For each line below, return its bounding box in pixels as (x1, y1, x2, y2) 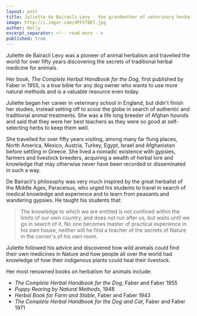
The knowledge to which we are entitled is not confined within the (20, 208, 180, 215)
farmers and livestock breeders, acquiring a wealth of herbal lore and (6, 154, 174, 161)
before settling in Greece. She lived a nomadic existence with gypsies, (6, 148, 176, 155)
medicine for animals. (6, 64, 58, 71)
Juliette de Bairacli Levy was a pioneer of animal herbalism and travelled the (6, 52, 191, 59)
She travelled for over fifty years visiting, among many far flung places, (6, 136, 178, 142)
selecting (6, 124, 28, 131)
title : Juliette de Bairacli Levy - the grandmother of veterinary (6, 14, 175, 20)
